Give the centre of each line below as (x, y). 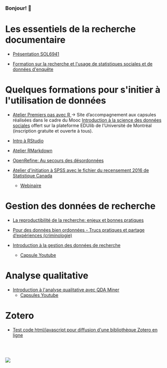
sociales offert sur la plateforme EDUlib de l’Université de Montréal (82, 125)
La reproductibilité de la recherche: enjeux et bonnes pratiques (78, 220)
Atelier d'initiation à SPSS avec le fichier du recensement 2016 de (81, 170)
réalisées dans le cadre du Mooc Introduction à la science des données (87, 120)
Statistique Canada (32, 175)
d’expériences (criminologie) (42, 235)
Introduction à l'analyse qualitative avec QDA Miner (66, 290)
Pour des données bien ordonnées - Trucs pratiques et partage (79, 230)
